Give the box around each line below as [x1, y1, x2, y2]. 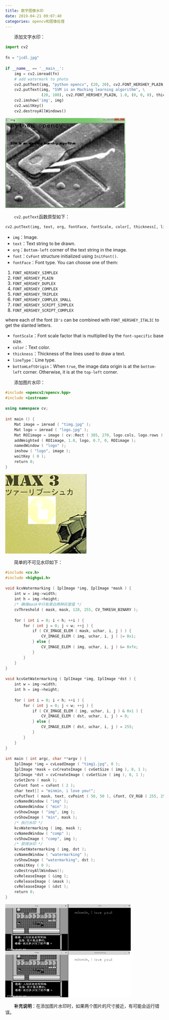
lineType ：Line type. [12, 356, 56, 363]
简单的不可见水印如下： [14, 559, 63, 565]
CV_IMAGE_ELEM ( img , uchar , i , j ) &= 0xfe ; [41, 644, 138, 649]
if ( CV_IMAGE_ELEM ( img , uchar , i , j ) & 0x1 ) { [32, 708, 143, 713]
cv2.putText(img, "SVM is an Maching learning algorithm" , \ [14, 87, 145, 92]
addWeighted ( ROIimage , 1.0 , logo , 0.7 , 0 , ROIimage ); [14, 438, 136, 443]
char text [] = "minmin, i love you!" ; [14, 788, 96, 793]
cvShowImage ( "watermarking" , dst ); [14, 857, 96, 862]
